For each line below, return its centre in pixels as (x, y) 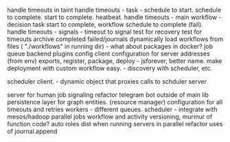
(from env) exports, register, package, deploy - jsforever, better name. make (115, 61)
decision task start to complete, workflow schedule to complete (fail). (105, 24)
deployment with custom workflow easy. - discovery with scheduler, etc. (110, 68)
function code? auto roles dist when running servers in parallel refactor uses (115, 124)
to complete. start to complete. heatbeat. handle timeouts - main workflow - (114, 17)
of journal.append (32, 131)
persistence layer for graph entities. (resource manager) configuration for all (115, 102)
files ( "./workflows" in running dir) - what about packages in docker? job (110, 46)
